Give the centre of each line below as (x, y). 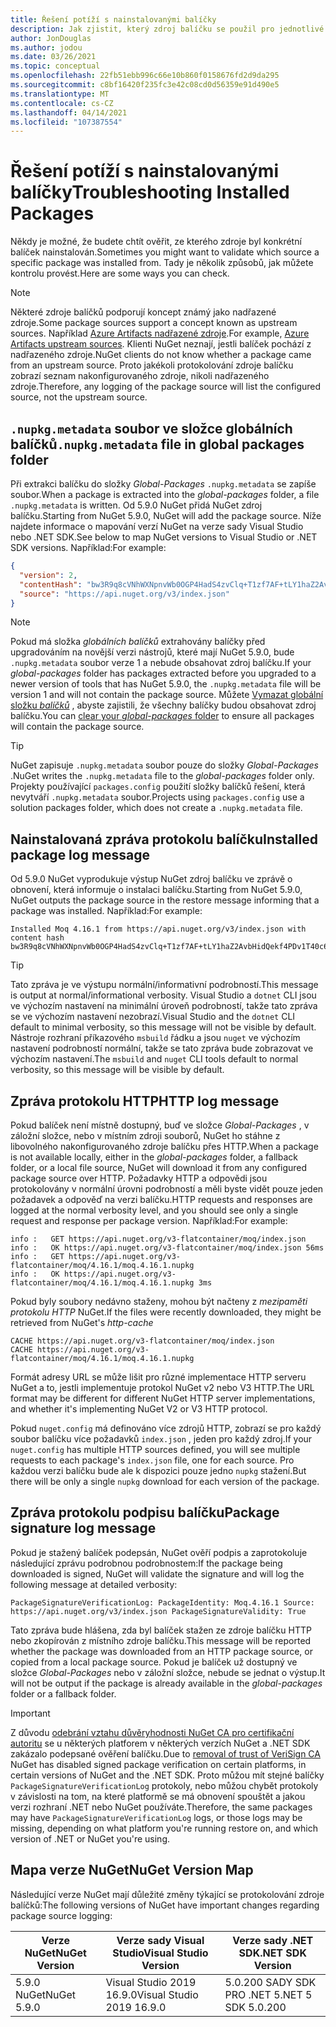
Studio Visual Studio (160, 1953)
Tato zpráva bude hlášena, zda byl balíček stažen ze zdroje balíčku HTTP (161, 1630)
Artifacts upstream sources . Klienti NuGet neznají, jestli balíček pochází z (161, 344)
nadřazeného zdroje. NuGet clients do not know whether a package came (161, 355)
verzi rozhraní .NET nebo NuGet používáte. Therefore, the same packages (161, 1807)
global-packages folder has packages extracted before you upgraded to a (163, 673)
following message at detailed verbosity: (94, 1584)
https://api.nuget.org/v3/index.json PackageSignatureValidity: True (158, 1611)
